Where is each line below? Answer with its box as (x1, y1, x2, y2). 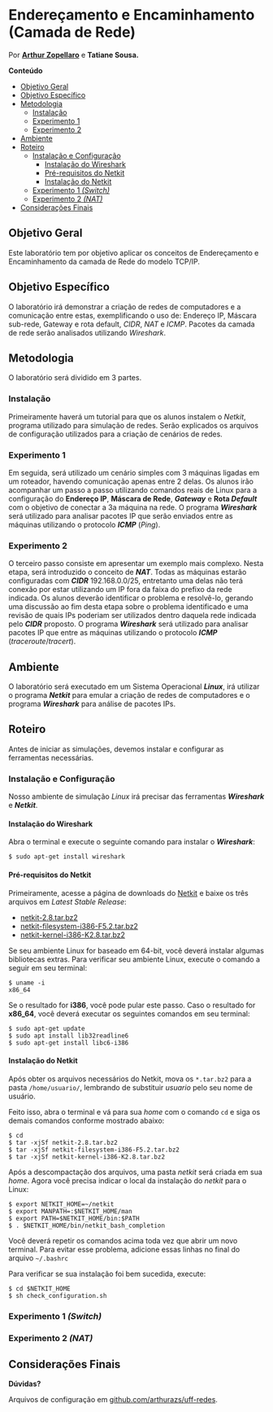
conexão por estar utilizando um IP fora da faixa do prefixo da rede (8, 585, 233, 594)
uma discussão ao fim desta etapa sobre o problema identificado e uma (8, 602, 249, 612)
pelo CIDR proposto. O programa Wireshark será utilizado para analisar (8, 619, 249, 629)
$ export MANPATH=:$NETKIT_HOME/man (8, 1207, 132, 1215)
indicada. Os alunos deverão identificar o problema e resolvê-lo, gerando (8, 593, 253, 603)
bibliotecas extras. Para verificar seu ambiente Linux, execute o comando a (8, 954, 261, 964)
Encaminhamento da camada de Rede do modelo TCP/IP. (8, 257, 201, 266)
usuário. (8, 1091, 37, 1101)
